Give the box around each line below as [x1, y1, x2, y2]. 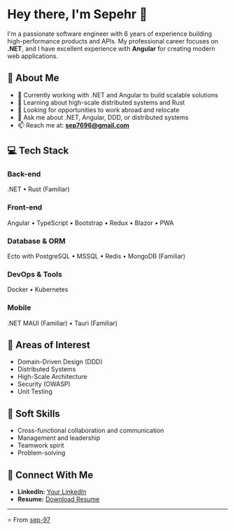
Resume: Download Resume [17, 495, 100, 504]
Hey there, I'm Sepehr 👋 [7, 6, 148, 22]
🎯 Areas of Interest [7, 339, 91, 351]
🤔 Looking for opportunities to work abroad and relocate [17, 105, 180, 114]
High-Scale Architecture [17, 373, 87, 381]
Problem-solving [17, 448, 66, 457]
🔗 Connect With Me [7, 469, 94, 481]
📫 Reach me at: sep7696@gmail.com [17, 120, 129, 129]
